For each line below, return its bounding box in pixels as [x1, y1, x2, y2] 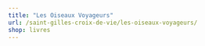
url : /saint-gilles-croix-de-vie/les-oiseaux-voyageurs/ [8, 19, 198, 27]
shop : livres [8, 26, 51, 34]
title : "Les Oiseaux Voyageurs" [8, 11, 113, 19]
